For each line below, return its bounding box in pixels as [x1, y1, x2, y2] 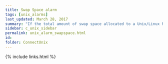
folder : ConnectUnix [5, 40, 48, 45]
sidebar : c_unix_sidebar [5, 26, 57, 31]
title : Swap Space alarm [5, 7, 57, 12]
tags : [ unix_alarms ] [5, 12, 48, 17]
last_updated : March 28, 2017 [5, 16, 68, 21]
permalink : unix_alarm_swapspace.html [5, 30, 86, 35]
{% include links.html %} [5, 53, 56, 59]
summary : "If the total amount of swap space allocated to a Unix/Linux [5, 21, 160, 26]
